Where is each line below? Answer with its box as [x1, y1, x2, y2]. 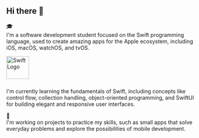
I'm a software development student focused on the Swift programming [6, 31, 184, 38]
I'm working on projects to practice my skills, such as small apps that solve [6, 119, 192, 126]
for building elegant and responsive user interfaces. [6, 100, 135, 108]
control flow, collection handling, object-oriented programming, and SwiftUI [6, 94, 195, 101]
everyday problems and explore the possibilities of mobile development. [6, 125, 186, 132]
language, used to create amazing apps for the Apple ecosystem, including [6, 38, 194, 45]
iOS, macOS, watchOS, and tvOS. [6, 44, 90, 51]
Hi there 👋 [6, 6, 44, 16]
